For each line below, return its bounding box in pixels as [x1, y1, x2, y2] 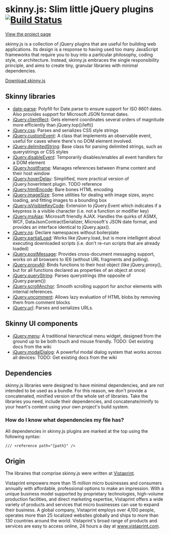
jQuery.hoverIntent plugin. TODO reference [12, 181, 102, 187]
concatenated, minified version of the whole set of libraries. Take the [5, 393, 148, 399]
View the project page [5, 31, 51, 37]
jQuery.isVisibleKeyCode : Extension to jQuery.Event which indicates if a [12, 202, 161, 209]
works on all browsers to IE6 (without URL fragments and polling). [12, 256, 150, 262]
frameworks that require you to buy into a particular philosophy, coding [5, 52, 153, 58]
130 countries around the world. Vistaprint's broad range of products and [5, 518, 157, 524]
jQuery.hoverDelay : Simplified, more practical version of [12, 176, 129, 182]
